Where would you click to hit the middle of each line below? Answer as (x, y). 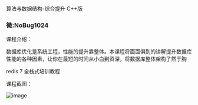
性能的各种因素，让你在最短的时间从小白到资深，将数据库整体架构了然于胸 (96, 59)
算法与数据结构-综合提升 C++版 (44, 9)
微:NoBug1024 (27, 25)
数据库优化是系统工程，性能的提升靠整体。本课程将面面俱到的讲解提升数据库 (99, 52)
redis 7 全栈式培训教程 (33, 72)
